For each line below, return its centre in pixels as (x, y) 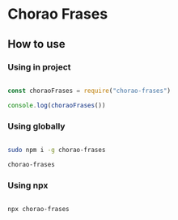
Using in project (39, 67)
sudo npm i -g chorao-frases (57, 150)
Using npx (28, 185)
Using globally (36, 126)
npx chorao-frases (38, 209)
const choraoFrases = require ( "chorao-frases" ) (89, 91)
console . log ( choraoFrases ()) (57, 105)
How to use (36, 44)
